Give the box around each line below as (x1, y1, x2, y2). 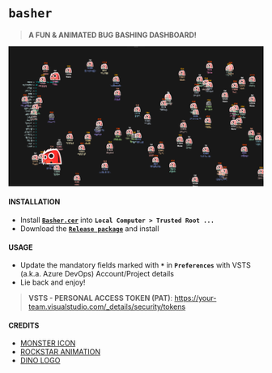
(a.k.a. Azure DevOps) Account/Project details (19, 269, 174, 279)
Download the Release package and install (19, 224, 159, 234)
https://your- (174, 294, 217, 303)
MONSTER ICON (19, 338, 76, 348)
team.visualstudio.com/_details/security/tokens (28, 302, 186, 311)
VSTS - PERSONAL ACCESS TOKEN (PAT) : (28, 294, 173, 303)
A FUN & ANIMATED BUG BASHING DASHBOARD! (28, 30, 197, 40)
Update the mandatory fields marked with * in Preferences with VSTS (19, 260, 251, 270)
